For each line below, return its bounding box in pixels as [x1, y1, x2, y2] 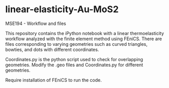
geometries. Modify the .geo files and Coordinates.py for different [5, 62, 144, 68]
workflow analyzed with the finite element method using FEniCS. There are [5, 36, 162, 42]
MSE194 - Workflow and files [5, 20, 66, 26]
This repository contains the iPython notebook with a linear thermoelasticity [5, 30, 164, 36]
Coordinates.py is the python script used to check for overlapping [5, 56, 144, 62]
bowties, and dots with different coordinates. [5, 46, 99, 52]
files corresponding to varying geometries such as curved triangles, [5, 41, 148, 47]
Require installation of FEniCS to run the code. [5, 77, 102, 83]
